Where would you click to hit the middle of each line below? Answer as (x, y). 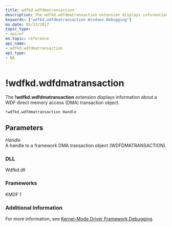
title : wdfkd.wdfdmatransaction (40, 10)
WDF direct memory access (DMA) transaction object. (62, 102)
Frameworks (21, 183)
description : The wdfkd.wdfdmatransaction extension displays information (87, 15)
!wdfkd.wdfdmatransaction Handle (41, 112)
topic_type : (18, 29)
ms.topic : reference (27, 39)
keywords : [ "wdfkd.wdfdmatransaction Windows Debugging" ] (68, 19)
